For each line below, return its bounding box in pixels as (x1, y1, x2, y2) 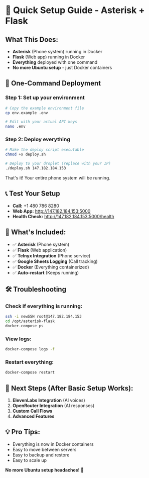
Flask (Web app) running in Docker (12, 54, 85, 60)
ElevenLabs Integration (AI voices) (12, 397, 85, 404)
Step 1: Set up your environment (5, 94, 85, 101)
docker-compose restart (5, 370, 55, 375)
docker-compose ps (5, 324, 44, 329)
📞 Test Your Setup (5, 189, 60, 198)
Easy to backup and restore (12, 452, 70, 458)
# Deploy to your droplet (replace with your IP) (5, 161, 111, 166)
